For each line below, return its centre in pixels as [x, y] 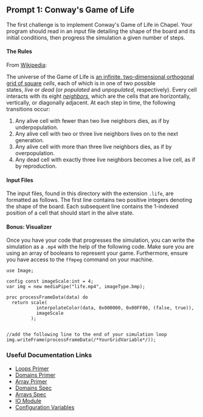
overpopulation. [35, 153]
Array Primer [31, 381]
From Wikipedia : [27, 65]
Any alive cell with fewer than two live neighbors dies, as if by [92, 121]
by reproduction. [36, 166]
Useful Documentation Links [49, 355]
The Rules [19, 52]
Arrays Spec [31, 394]
